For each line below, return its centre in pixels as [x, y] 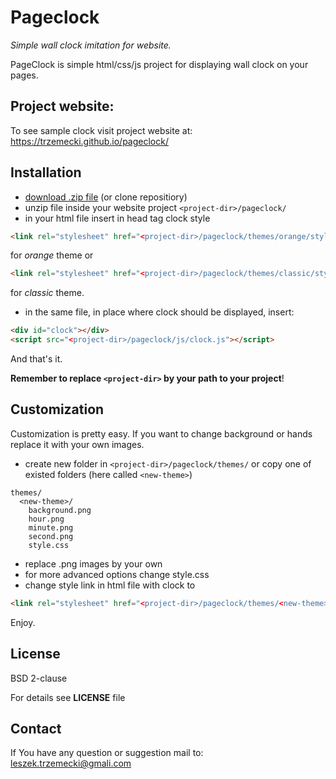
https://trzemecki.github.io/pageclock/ [89, 141]
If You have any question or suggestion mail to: [107, 753]
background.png [60, 510]
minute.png [51, 527]
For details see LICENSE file [68, 697]
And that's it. [36, 359]
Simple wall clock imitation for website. [91, 45]
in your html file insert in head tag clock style [117, 218]
